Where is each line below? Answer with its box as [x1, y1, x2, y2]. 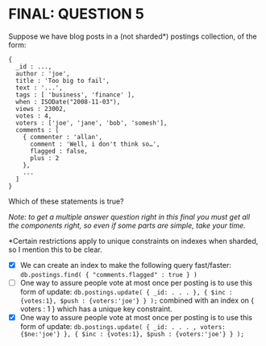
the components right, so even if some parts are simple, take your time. [8, 220, 246, 230]
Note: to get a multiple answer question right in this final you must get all [8, 212, 251, 221]
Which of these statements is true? [8, 196, 124, 206]
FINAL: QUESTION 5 [8, 5, 145, 23]
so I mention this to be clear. [8, 245, 102, 254]
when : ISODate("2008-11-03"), [15, 97, 121, 105]
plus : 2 [29, 154, 60, 162]
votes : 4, [15, 112, 52, 120]
